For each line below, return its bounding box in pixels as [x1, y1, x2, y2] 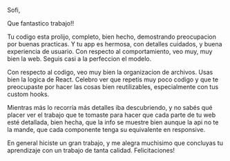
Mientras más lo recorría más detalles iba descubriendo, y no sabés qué [7, 104, 213, 111]
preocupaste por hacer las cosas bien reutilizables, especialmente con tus [7, 83, 219, 91]
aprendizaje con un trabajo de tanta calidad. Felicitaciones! [7, 146, 175, 154]
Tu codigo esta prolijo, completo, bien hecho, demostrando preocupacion [7, 32, 216, 41]
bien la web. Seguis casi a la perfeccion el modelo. [7, 55, 152, 63]
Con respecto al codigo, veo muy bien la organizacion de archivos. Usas [7, 68, 213, 76]
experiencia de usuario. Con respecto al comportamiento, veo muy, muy [7, 48, 213, 55]
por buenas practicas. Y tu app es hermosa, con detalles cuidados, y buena [7, 40, 222, 48]
